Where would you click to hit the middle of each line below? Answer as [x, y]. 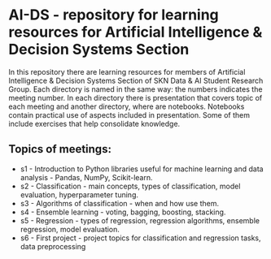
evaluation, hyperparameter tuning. [79, 194]
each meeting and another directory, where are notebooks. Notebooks [127, 106]
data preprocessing [53, 246]
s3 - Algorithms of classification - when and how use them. [120, 203]
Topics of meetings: [60, 149]
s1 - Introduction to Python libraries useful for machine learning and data [142, 169]
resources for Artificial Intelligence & [135, 32]
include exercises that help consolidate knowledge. [94, 123]
